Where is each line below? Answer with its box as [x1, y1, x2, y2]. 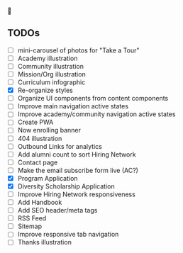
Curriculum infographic [17, 78, 86, 86]
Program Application [17, 174, 78, 182]
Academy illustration [17, 54, 78, 62]
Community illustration [17, 62, 84, 70]
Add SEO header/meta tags [17, 206, 98, 215]
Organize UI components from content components [17, 94, 169, 103]
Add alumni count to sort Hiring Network [17, 150, 136, 159]
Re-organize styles [17, 86, 73, 95]
